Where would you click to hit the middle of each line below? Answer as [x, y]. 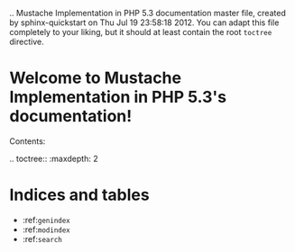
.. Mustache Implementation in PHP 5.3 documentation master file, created [147, 13]
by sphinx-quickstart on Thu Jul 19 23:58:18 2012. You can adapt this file [144, 22]
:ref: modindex [46, 229]
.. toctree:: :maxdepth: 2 [54, 158]
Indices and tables [80, 195]
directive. [27, 41]
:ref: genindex [46, 220]
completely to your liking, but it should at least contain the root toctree [141, 32]
